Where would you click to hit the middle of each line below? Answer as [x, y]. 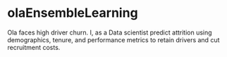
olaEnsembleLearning [73, 13]
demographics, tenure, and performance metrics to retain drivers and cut [114, 39]
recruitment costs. [34, 47]
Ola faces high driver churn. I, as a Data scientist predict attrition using [110, 32]
